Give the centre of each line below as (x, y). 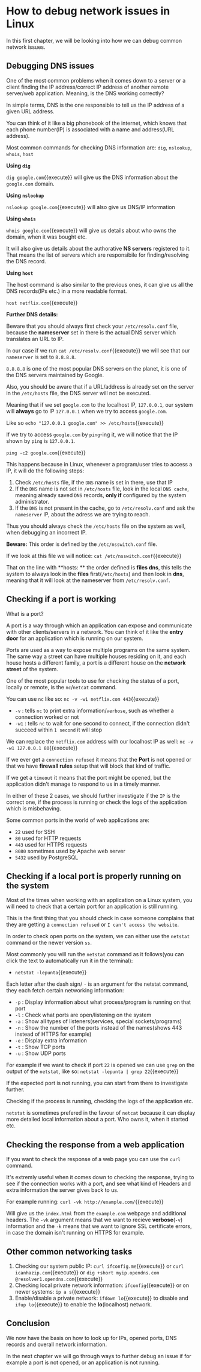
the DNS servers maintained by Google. (55, 375)
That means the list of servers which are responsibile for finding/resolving (97, 255)
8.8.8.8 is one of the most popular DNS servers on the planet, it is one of (97, 368)
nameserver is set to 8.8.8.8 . (41, 357)
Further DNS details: (32, 314)
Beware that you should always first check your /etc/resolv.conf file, (92, 326)
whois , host (20, 154)
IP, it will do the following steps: (45, 471)
